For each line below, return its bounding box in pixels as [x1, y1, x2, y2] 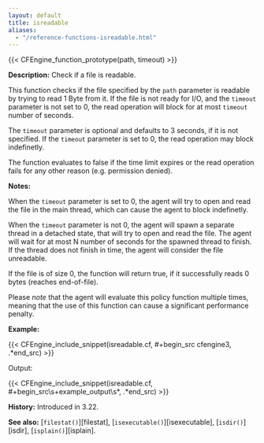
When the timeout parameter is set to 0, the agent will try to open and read [8, 197, 251, 206]
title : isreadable [8, 19, 69, 27]
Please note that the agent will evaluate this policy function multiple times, [8, 293, 249, 302]
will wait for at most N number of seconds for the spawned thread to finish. [8, 237, 252, 246]
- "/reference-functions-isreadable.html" [15, 33, 157, 42]
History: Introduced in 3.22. [8, 402, 99, 412]
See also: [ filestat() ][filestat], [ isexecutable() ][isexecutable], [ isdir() [8, 418, 244, 427]
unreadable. [8, 253, 47, 264]
